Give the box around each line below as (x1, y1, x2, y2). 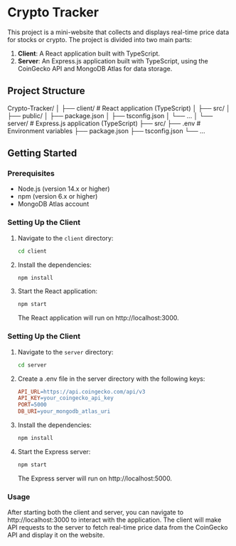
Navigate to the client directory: (17, 233, 114, 242)
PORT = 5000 (17, 401, 48, 409)
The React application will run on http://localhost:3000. (17, 314, 179, 322)
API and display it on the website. (7, 531, 105, 540)
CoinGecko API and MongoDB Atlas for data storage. (17, 64, 173, 73)
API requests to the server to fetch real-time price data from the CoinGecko (7, 523, 228, 532)
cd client (17, 247, 48, 255)
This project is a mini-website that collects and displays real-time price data (7, 28, 230, 36)
